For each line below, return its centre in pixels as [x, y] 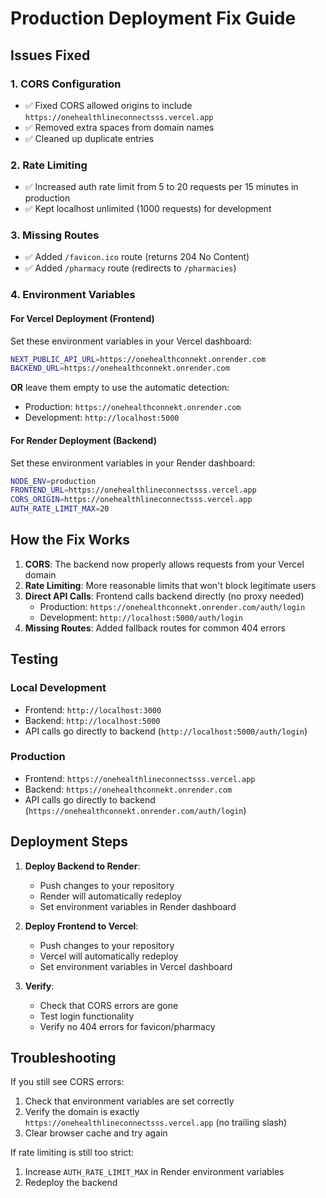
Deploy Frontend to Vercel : [81, 926]
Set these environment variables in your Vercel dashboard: [131, 341]
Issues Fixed [50, 55]
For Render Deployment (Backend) [83, 440]
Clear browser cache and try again [96, 1133]
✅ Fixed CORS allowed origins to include [108, 105]
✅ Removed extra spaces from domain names [119, 127]
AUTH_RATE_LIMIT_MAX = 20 [60, 509]
